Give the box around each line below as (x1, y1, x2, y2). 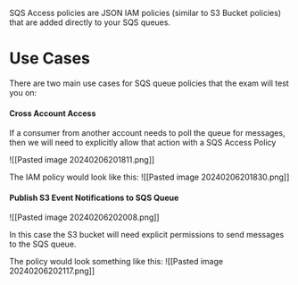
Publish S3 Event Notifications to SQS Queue (9, 192, 179, 203)
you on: (9, 87, 37, 97)
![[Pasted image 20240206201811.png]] (9, 155, 155, 165)
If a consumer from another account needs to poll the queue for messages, (9, 128, 286, 138)
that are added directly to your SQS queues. (9, 17, 171, 28)
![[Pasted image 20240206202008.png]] (9, 212, 160, 222)
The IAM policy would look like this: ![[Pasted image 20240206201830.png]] (9, 172, 290, 182)
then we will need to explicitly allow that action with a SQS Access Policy (9, 138, 277, 148)
